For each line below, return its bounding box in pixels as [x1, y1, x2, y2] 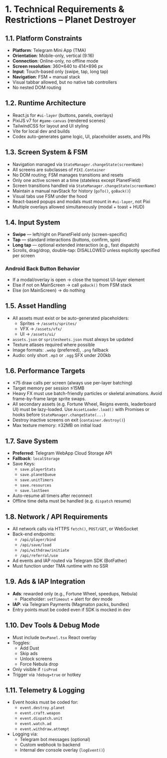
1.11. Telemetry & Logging [5, 686, 85, 694]
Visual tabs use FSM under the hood [12, 193, 87, 199]
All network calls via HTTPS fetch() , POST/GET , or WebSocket [12, 525, 138, 531]
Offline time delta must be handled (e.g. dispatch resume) [12, 498, 131, 504]
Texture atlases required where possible [12, 341, 95, 347]
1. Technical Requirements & [5, 3, 125, 15]
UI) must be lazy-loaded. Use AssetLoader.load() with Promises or [12, 406, 150, 412]
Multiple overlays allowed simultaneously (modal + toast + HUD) [12, 203, 145, 209]
